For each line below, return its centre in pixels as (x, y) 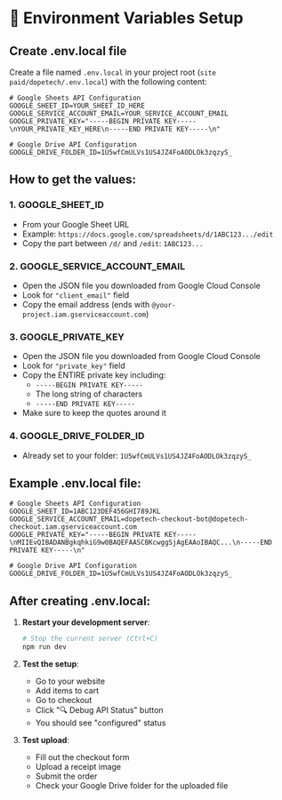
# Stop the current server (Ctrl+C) (90, 639)
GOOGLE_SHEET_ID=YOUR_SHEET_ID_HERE (77, 106)
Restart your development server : (86, 622)
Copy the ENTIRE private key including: (94, 375)
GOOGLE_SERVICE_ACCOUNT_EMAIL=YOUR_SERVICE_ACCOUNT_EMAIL (119, 114)
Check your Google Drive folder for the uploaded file (132, 785)
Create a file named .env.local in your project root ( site (113, 72)
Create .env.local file (68, 51)
